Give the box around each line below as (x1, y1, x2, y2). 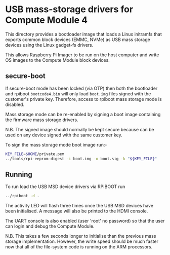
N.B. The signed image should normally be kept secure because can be (5, 126, 154, 132)
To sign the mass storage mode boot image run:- (5, 141, 107, 148)
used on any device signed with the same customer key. (5, 132, 122, 138)
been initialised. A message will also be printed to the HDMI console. (5, 208, 148, 214)
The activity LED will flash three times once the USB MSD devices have (5, 203, 153, 209)
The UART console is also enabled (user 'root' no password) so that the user (5, 218, 165, 224)
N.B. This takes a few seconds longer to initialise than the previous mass (5, 233, 156, 239)
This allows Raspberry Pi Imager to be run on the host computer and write (5, 52, 159, 58)
